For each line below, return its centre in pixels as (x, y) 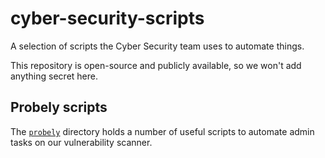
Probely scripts (59, 107)
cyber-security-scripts (107, 18)
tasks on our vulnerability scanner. (81, 142)
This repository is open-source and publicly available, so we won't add (156, 65)
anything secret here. (54, 76)
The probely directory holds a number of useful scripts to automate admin (162, 131)
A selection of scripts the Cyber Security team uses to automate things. (157, 46)
